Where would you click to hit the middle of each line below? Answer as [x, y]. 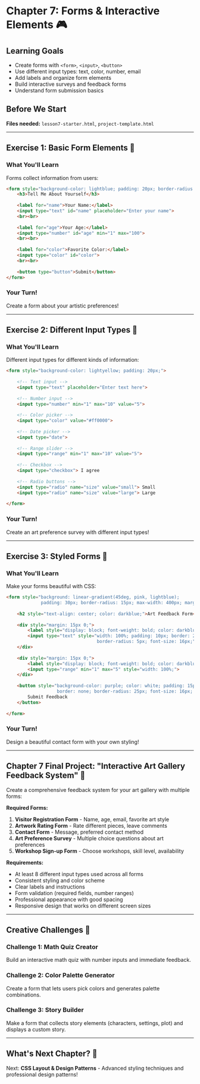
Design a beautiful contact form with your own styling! [73, 742]
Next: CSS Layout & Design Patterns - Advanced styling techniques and [95, 1068]
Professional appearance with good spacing [69, 899]
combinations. [24, 995]
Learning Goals [35, 51]
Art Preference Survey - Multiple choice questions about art [89, 838]
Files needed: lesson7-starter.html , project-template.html [80, 123]
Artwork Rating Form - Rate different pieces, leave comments [91, 825]
